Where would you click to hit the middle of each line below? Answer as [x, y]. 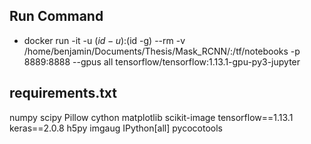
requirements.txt [63, 93]
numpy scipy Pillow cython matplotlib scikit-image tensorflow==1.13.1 [151, 117]
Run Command [56, 16]
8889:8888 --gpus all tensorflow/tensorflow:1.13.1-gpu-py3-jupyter [162, 61]
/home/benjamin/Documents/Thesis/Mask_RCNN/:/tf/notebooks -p [162, 51]
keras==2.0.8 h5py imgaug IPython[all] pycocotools [116, 128]
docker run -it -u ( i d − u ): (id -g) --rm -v [104, 40]
